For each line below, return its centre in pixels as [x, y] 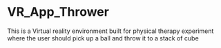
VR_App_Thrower [58, 12]
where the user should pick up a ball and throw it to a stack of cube [103, 38]
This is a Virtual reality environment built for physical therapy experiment [110, 31]
